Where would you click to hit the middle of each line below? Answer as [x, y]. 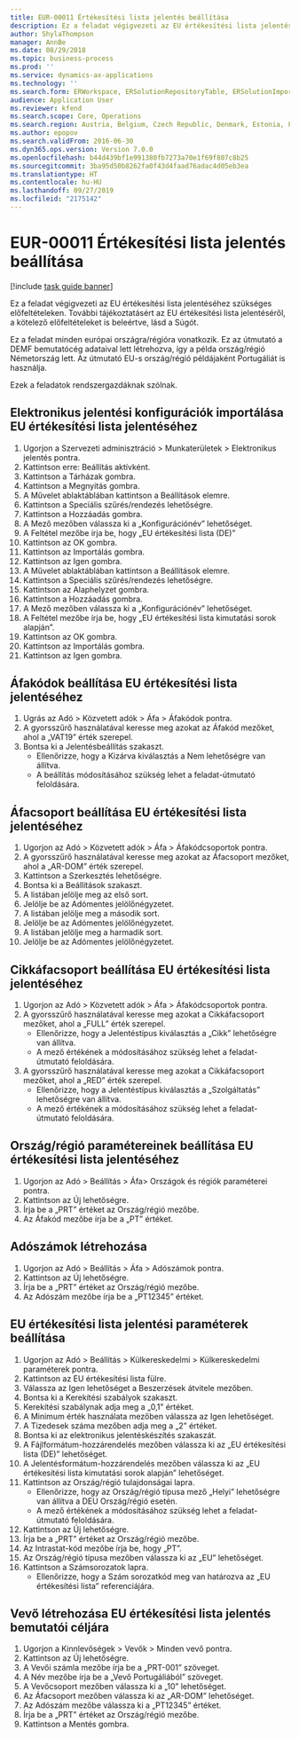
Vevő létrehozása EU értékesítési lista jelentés [141, 1613]
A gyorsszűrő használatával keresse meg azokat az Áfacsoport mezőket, [156, 857]
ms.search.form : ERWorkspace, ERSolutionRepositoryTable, [119, 91]
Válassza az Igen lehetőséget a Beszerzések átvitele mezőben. [138, 1388]
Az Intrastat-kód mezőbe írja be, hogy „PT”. [102, 1548]
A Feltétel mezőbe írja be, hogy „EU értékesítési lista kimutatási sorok [149, 617]
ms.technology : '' [44, 83]
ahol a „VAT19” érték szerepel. [78, 737]
